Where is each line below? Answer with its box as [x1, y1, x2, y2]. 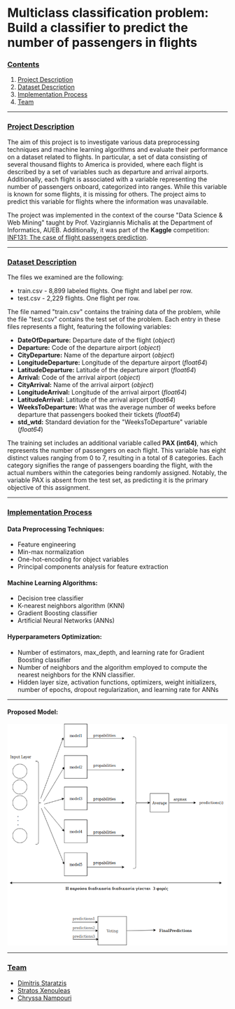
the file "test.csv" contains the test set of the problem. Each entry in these [7, 315, 221, 323]
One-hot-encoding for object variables [17, 555, 129, 564]
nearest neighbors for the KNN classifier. [17, 670, 135, 679]
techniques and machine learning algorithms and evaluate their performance [7, 145, 228, 153]
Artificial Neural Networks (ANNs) [17, 616, 115, 625]
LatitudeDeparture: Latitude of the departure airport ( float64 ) [17, 366, 197, 374]
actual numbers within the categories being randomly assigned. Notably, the [7, 469, 227, 477]
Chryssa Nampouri [17, 994, 72, 1002]
